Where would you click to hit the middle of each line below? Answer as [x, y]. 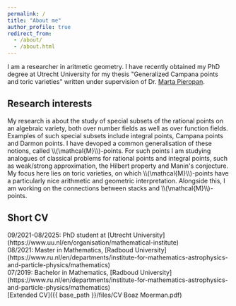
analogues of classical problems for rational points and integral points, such [118, 158]
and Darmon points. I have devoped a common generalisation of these [110, 143]
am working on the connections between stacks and [84, 188]
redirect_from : [30, 33]
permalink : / [26, 14]
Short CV [28, 218]
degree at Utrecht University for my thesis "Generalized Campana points [113, 74]
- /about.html [34, 47]
